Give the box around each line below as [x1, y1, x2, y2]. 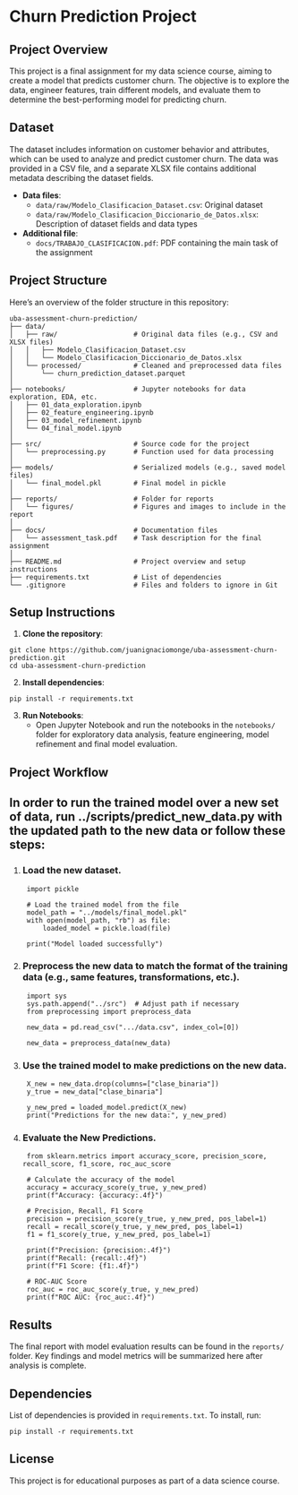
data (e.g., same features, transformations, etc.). [21, 971, 240, 984]
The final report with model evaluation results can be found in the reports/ [9, 1341, 285, 1352]
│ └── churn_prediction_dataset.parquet [9, 369, 186, 378]
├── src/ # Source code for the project [9, 439, 251, 449]
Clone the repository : [21, 629, 104, 640]
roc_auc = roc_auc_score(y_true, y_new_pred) [26, 1285, 200, 1294]
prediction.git [9, 654, 66, 663]
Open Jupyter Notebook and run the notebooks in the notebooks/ [35, 719, 276, 731]
